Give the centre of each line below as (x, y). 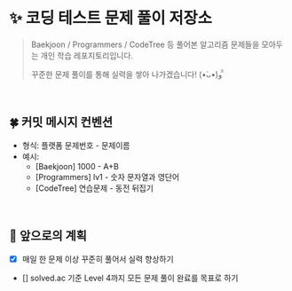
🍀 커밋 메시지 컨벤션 (61, 122)
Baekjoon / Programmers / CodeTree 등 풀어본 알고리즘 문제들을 (145, 44)
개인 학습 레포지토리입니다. (87, 55)
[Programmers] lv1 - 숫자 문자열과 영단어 (107, 177)
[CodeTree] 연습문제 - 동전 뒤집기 (94, 188)
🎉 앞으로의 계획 (48, 236)
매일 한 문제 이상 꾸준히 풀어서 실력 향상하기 (98, 259)
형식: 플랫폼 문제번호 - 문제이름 (76, 145)
